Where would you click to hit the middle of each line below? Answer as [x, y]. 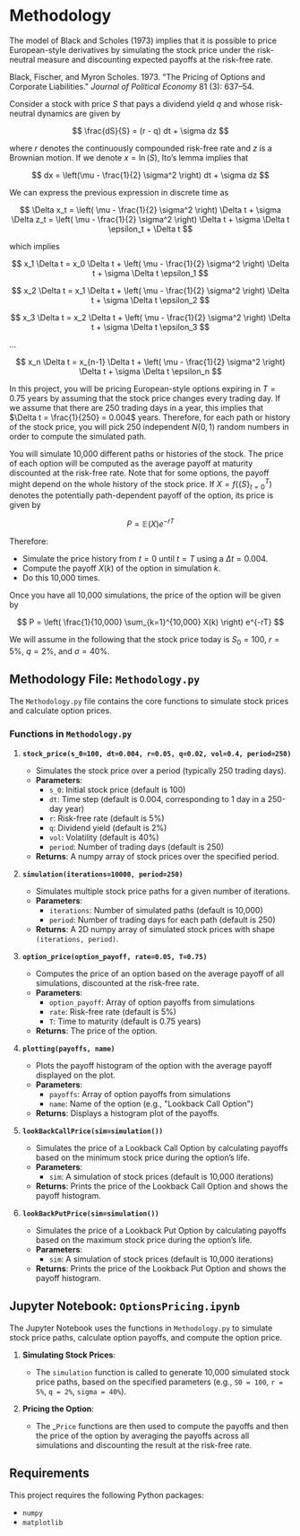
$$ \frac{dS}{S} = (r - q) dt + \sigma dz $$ [150, 130]
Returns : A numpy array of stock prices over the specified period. [157, 856]
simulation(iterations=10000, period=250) [103, 874]
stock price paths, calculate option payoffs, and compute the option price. [146, 1337]
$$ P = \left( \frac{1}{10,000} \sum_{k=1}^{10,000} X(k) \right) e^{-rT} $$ [150, 622]
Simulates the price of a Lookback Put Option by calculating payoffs [161, 1230]
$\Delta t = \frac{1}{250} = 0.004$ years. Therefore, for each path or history [150, 417]
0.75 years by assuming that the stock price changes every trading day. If [145, 398]
